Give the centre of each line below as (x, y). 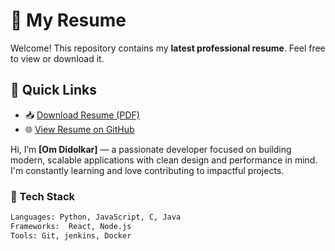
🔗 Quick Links (53, 90)
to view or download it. (57, 58)
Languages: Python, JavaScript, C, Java (96, 217)
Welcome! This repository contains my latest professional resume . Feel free (168, 48)
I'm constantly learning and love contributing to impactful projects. (147, 170)
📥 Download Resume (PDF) (82, 115)
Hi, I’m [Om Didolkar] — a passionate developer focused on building (151, 149)
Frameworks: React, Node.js (71, 226)
